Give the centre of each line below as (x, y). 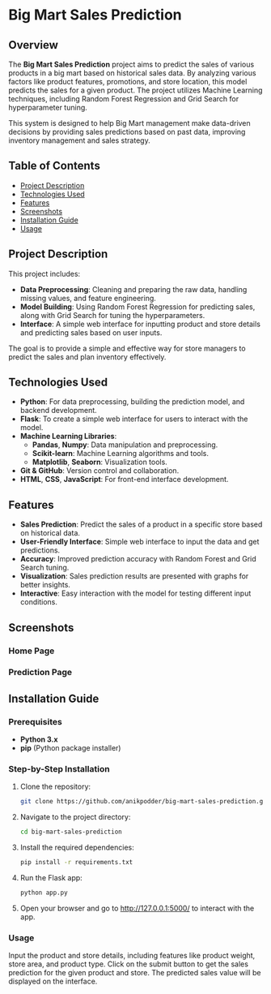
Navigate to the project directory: (75, 817)
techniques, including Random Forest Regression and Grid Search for (124, 99)
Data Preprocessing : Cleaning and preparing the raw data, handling (133, 289)
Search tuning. (44, 568)
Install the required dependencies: (77, 848)
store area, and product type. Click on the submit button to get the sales (129, 964)
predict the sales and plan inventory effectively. (87, 357)
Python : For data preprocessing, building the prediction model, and (132, 402)
